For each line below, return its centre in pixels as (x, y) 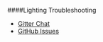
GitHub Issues (38, 31)
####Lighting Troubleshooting (52, 10)
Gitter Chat (33, 23)
